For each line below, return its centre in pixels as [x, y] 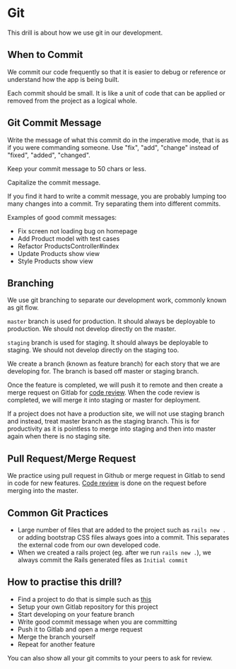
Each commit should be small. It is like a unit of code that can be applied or [117, 93]
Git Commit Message [54, 123]
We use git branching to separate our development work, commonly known [117, 300]
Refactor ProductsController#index [68, 246]
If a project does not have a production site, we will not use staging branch [116, 414]
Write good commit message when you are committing [97, 622]
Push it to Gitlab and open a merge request [80, 629]
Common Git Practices [58, 513]
